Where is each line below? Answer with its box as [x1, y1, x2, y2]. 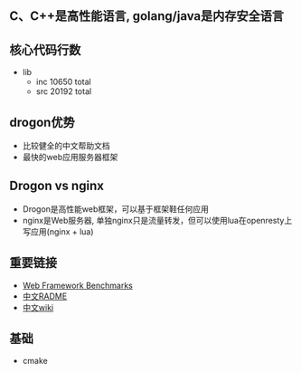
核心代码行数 [9, 42, 81, 57]
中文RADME [22, 291, 68, 301]
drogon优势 [9, 114, 75, 129]
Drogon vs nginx [9, 178, 104, 194]
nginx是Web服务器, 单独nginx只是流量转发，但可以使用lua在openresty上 [22, 215, 293, 225]
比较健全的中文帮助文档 [22, 140, 110, 151]
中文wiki [22, 301, 54, 312]
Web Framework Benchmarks [22, 280, 133, 291]
